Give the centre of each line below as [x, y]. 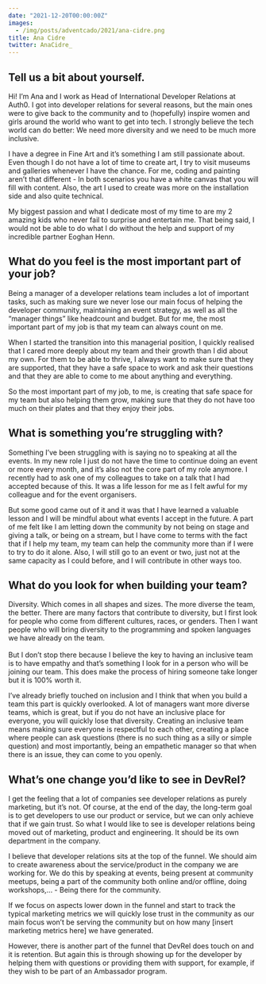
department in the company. [54, 841]
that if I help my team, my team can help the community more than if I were [131, 544]
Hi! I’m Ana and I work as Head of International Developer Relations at [122, 96]
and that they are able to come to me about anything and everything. [120, 376]
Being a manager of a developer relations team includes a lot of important [129, 293]
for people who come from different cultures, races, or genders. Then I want [133, 621]
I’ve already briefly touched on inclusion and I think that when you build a [128, 696]
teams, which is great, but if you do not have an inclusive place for [117, 713]
